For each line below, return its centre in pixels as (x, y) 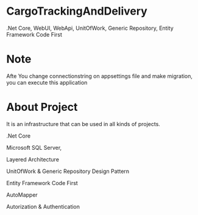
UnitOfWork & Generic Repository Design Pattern (68, 171)
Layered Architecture (33, 159)
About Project (42, 107)
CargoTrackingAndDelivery (77, 11)
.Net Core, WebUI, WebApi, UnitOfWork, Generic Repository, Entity (90, 28)
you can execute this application (47, 82)
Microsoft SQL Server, (34, 147)
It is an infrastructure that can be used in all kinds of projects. (83, 124)
